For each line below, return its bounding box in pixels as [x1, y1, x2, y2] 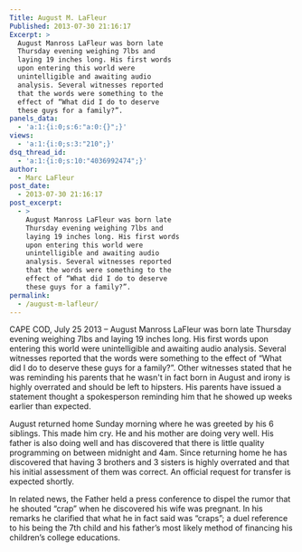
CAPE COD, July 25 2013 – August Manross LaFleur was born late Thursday [9, 324, 292, 335]
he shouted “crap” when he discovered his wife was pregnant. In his [9, 503, 264, 514]
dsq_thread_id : [9, 148, 67, 157]
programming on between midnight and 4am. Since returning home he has [9, 447, 288, 458]
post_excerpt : [9, 198, 63, 208]
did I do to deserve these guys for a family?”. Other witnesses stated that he [9, 363, 292, 374]
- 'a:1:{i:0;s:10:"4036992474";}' [17, 156, 147, 166]
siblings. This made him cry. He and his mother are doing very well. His [9, 428, 274, 439]
